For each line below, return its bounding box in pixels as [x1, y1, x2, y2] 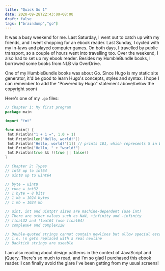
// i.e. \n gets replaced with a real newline [5, 236, 102, 241]
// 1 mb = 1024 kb [5, 200, 43, 205]
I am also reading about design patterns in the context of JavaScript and [5, 250, 151, 256]
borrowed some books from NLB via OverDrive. [5, 61, 102, 67]
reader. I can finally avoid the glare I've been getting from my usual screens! [5, 260, 159, 266]
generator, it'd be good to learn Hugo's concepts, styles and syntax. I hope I [5, 75, 159, 81]
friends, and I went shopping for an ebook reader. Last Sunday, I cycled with [5, 40, 160, 46]
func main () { [5, 127, 34, 132]
